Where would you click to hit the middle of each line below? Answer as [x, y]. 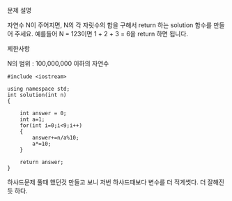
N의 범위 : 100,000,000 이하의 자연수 [58, 64]
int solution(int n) [37, 95]
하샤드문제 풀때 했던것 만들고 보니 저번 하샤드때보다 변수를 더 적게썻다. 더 [107, 182]
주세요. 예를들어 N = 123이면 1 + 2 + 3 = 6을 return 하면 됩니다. [101, 34]
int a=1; [32, 119]
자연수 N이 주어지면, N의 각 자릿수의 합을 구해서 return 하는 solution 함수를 [110, 25]
